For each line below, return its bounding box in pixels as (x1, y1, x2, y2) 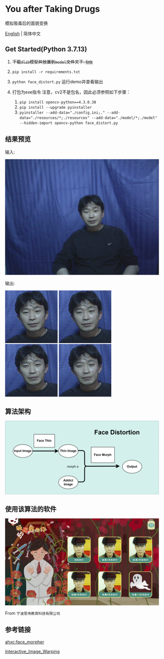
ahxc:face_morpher (5, 639, 44, 645)
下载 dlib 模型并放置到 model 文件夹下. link (12, 59, 93, 65)
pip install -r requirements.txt (12, 70, 81, 74)
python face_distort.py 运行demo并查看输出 (12, 78, 103, 84)
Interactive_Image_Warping (5, 648, 60, 654)
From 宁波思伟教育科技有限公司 (5, 610, 61, 616)
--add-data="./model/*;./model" (91, 115, 158, 120)
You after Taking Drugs (5, 3, 100, 15)
